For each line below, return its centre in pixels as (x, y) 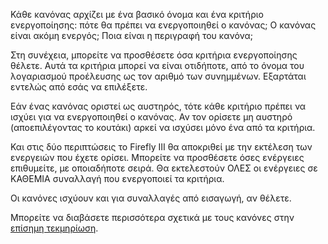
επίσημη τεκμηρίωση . (54, 228)
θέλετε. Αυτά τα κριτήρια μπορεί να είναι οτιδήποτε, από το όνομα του (157, 65)
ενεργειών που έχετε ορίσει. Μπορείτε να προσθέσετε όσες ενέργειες (157, 157)
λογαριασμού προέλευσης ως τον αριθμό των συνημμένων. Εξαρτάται (158, 76)
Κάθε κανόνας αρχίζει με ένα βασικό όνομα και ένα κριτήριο (137, 14)
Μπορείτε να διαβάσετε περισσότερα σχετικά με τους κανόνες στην (152, 217)
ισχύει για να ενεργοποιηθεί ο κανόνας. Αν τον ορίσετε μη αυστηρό (151, 117)
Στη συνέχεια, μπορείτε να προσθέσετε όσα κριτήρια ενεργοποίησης (154, 55)
